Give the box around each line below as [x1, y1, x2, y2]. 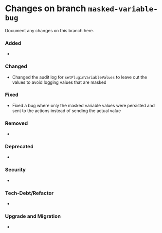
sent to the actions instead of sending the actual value [12, 108, 121, 114]
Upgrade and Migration [5, 213, 61, 219]
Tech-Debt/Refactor [5, 190, 54, 196]
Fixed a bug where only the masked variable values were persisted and [12, 102, 155, 108]
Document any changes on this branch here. [5, 27, 94, 33]
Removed [5, 120, 28, 127]
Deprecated [5, 143, 34, 150]
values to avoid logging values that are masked [12, 79, 107, 85]
